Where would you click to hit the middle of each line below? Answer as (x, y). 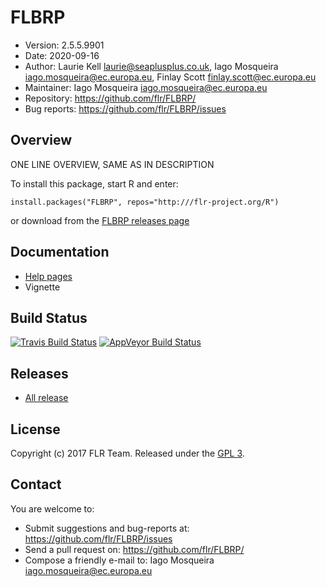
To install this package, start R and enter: (94, 183)
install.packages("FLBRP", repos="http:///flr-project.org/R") (145, 202)
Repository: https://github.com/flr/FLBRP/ (110, 98)
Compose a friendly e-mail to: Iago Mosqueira (119, 560)
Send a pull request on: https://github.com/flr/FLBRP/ (134, 549)
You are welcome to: (52, 508)
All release (46, 398)
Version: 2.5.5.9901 (64, 45)
